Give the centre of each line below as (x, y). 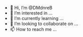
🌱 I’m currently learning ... (37, 18)
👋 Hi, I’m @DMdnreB (31, 8)
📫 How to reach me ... (33, 29)
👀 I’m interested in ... (31, 13)
